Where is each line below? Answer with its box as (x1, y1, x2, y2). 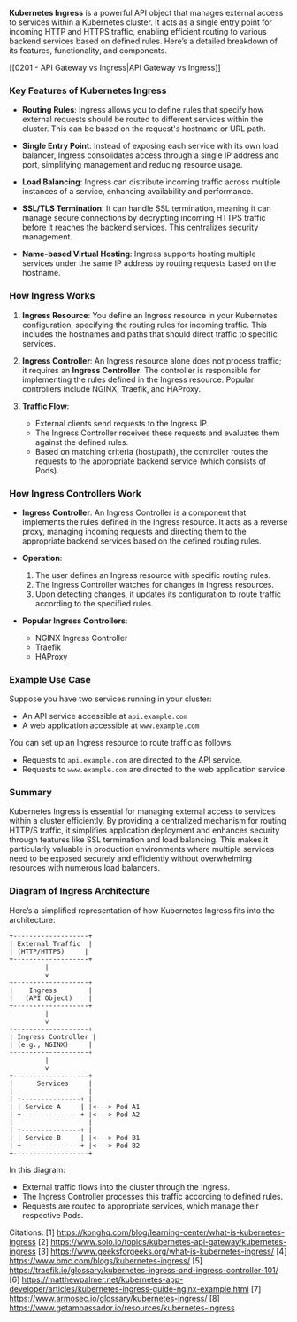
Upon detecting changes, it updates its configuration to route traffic (34, 589, 281, 599)
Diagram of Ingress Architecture (9, 885, 150, 897)
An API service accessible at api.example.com (21, 711, 188, 722)
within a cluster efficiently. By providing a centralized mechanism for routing (9, 816, 286, 826)
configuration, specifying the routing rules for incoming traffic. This (21, 319, 268, 330)
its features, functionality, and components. (9, 45, 168, 56)
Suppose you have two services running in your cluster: (9, 693, 212, 704)
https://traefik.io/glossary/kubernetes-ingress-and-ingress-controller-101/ (9, 1264, 278, 1275)
